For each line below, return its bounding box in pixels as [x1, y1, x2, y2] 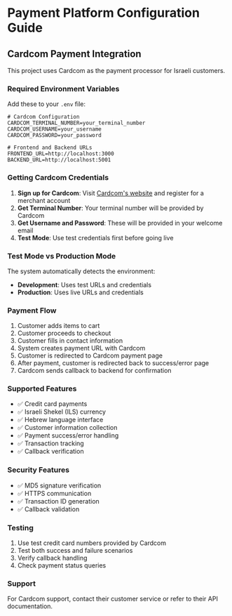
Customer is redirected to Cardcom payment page [17, 351, 163, 360]
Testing [7, 523, 34, 532]
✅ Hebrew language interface [17, 416, 104, 424]
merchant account [17, 196, 71, 204]
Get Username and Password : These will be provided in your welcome [17, 218, 223, 227]
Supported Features [7, 384, 77, 394]
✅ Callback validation [17, 504, 80, 513]
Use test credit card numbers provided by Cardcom [17, 539, 167, 547]
